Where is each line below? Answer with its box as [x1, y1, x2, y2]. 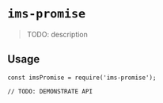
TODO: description [26, 29, 89, 39]
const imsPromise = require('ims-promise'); [7, 74, 157, 82]
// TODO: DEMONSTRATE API [7, 87, 93, 95]
